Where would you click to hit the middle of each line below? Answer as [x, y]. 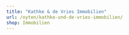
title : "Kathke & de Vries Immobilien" [57, 12]
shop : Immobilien [28, 23]
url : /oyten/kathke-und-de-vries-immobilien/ [64, 17]
